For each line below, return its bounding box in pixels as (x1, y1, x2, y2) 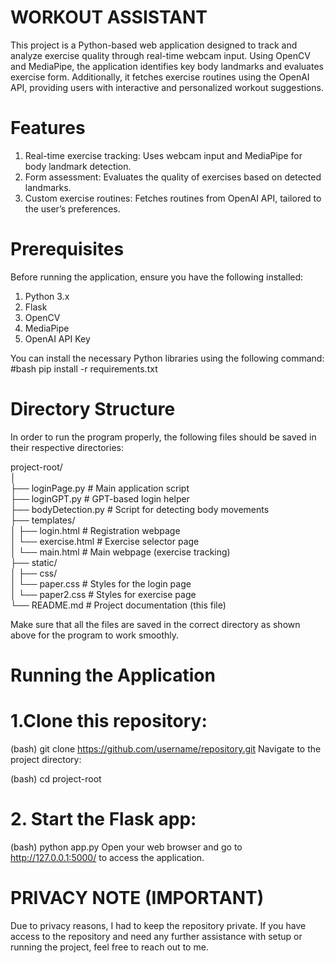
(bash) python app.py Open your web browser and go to (10, 841, 243, 853)
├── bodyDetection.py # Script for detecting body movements (10, 503, 270, 515)
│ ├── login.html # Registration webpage (10, 524, 181, 536)
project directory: (10, 753, 82, 765)
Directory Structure (10, 398, 176, 420)
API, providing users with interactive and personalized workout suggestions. (10, 81, 324, 93)
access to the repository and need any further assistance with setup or (10, 930, 303, 942)
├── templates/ (10, 514, 76, 526)
